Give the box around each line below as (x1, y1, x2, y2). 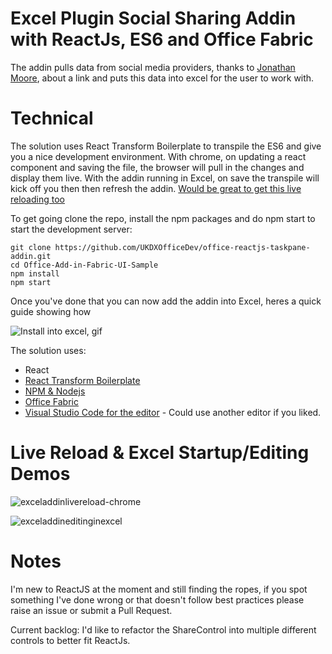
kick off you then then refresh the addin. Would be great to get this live (10, 182, 302, 194)
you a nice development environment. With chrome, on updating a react (10, 150, 307, 162)
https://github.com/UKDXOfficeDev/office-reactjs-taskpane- (54, 242, 311, 252)
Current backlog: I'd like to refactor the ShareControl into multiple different (10, 623, 317, 636)
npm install (10, 268, 60, 279)
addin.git (10, 251, 52, 261)
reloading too (10, 193, 65, 205)
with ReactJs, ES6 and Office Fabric (10, 28, 314, 51)
